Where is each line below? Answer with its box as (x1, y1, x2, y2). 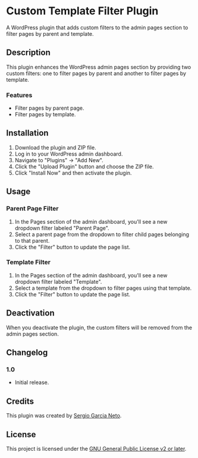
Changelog (6, 348, 48, 358)
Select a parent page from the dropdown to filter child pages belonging (14, 231, 189, 238)
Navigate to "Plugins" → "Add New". (14, 156, 104, 163)
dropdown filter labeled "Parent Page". (14, 224, 109, 231)
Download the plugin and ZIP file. (14, 144, 96, 151)
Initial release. (14, 379, 49, 386)
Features (6, 91, 33, 99)
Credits (6, 396, 34, 406)
